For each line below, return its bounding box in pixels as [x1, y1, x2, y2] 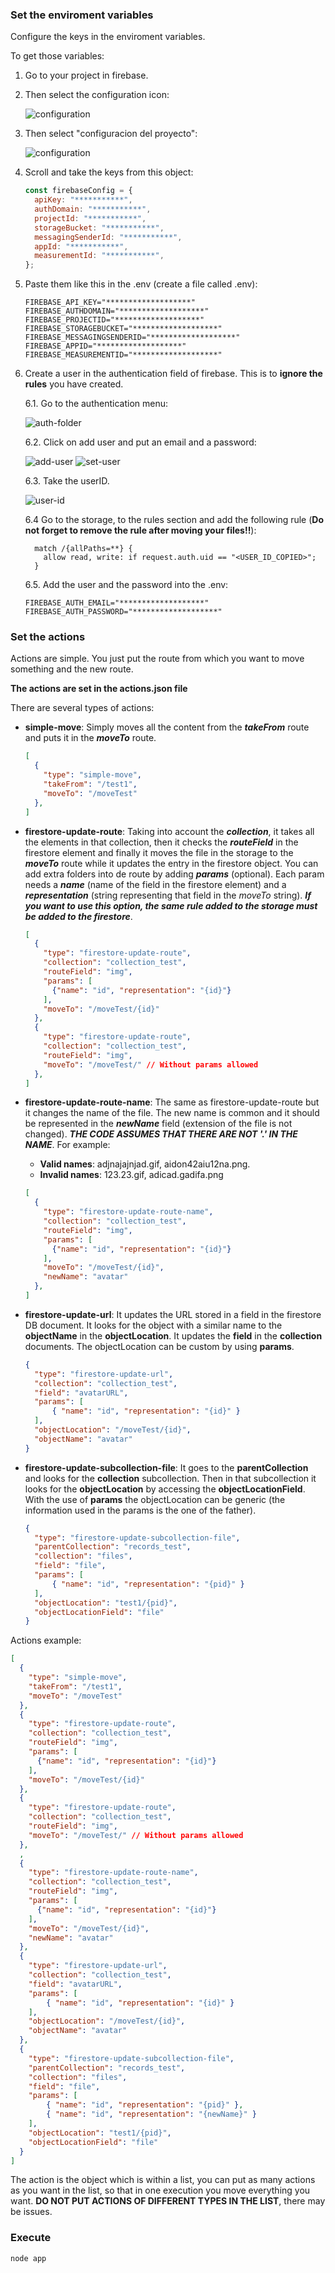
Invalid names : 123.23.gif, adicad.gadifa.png [39, 1169, 224, 1181]
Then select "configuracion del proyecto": [24, 128, 198, 140]
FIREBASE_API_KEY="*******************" [24, 298, 196, 308]
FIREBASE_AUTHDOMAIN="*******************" [24, 306, 210, 317]
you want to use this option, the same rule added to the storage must [24, 899, 318, 912]
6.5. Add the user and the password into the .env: [24, 579, 229, 591]
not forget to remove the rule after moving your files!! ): [24, 524, 257, 537]
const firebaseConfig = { [24, 186, 133, 196]
